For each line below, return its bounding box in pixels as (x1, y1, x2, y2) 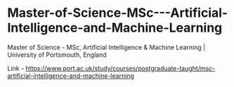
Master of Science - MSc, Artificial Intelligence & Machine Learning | (7, 43, 206, 51)
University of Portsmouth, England (7, 51, 107, 59)
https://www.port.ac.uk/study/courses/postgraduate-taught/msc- (25, 64, 216, 72)
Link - (7, 64, 25, 72)
